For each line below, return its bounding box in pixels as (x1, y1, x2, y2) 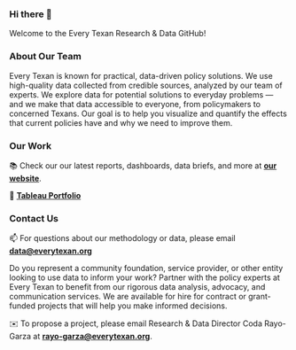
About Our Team (9, 51, 82, 63)
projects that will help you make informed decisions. (36, 300, 228, 311)
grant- (247, 292, 272, 302)
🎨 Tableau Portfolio (9, 190, 82, 200)
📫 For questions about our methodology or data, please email (9, 233, 237, 244)
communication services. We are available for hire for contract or (9, 292, 246, 302)
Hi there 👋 (9, 8, 53, 20)
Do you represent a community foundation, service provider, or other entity (9, 263, 284, 274)
